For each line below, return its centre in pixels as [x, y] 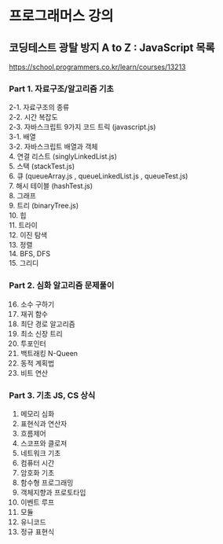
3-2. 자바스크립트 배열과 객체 [53, 147]
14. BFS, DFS [29, 254]
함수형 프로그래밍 [47, 482]
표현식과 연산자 [44, 423]
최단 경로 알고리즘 [48, 324]
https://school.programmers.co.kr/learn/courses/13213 [97, 67]
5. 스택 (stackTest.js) [42, 167]
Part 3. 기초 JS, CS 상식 [52, 395]
